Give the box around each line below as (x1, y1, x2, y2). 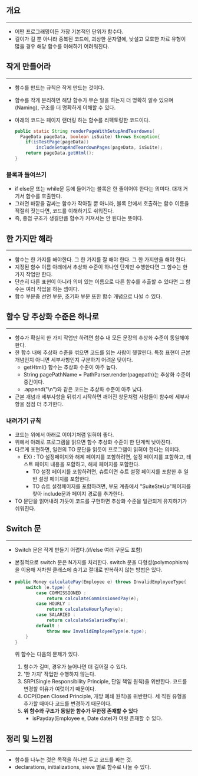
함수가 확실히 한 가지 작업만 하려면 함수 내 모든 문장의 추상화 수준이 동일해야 (14, 334, 190, 341)
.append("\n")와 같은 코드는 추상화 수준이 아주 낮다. (23, 385, 143, 392)
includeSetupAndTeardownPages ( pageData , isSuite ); (36, 145, 163, 150)
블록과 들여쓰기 (6, 171, 47, 179)
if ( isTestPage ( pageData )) (25, 139, 90, 145)
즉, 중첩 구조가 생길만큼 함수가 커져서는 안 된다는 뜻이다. (14, 215, 144, 222)
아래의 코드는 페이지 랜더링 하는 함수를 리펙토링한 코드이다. (14, 116, 150, 123)
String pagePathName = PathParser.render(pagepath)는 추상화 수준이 (23, 371, 190, 378)
